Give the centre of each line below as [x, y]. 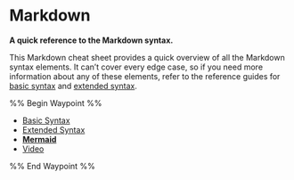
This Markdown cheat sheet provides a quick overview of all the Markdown [147, 57]
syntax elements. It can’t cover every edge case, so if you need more [136, 67]
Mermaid [39, 139]
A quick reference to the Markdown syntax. [91, 40]
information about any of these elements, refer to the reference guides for [145, 76]
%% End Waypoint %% [52, 166]
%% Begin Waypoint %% [56, 102]
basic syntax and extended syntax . [73, 86]
